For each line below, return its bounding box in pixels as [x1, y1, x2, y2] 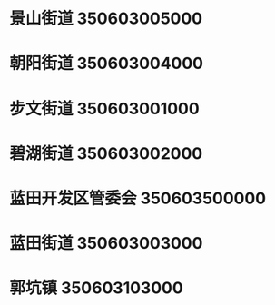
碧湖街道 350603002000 [9, 143, 203, 163]
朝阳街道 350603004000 [9, 54, 204, 74]
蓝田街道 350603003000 [9, 233, 203, 254]
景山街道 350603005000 [9, 8, 202, 29]
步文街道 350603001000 [9, 98, 200, 119]
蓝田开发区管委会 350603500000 [9, 188, 266, 209]
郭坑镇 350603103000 [9, 278, 183, 299]
